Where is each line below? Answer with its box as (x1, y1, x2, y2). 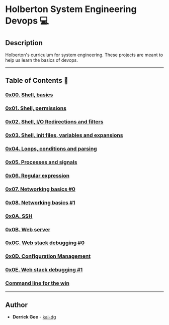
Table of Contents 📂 (5, 76, 68, 85)
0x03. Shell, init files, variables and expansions (5, 132, 123, 139)
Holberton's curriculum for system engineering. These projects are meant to (5, 52, 163, 58)
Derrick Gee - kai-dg (12, 314, 56, 320)
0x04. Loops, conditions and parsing (5, 145, 97, 152)
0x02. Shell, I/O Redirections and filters (5, 118, 104, 125)
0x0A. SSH (5, 212, 33, 219)
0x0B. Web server (5, 226, 51, 233)
